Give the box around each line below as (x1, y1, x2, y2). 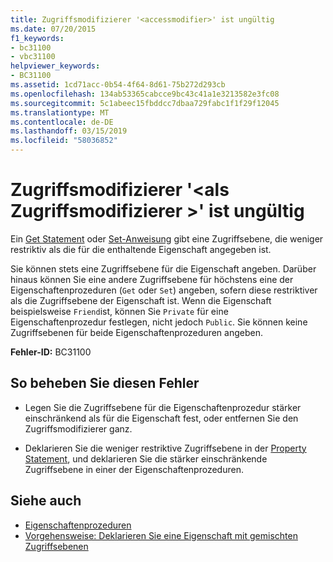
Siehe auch (10, 492, 82, 510)
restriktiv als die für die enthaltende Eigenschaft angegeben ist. (10, 243, 272, 255)
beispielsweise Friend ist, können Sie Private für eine (10, 305, 229, 317)
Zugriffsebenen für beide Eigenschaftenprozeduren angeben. (10, 326, 263, 338)
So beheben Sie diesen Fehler (10, 375, 200, 392)
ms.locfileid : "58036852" (10, 136, 118, 146)
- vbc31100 (10, 52, 56, 62)
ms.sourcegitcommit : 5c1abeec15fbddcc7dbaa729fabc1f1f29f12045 (10, 98, 280, 108)
